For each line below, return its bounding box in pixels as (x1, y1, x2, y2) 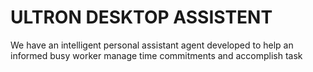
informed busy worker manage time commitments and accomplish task (10, 49, 303, 61)
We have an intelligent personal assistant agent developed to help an (10, 39, 294, 51)
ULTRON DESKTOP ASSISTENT (10, 6, 273, 29)
